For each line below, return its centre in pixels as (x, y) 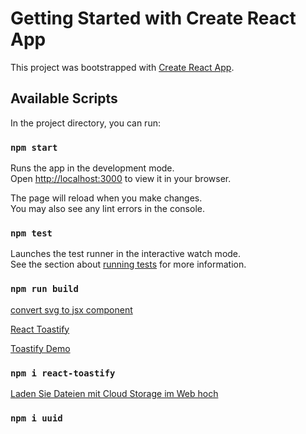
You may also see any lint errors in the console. (107, 209)
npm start (34, 147)
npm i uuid (36, 418)
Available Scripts (64, 98)
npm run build (44, 289)
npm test (31, 233)
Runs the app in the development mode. (92, 168)
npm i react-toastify (63, 373)
